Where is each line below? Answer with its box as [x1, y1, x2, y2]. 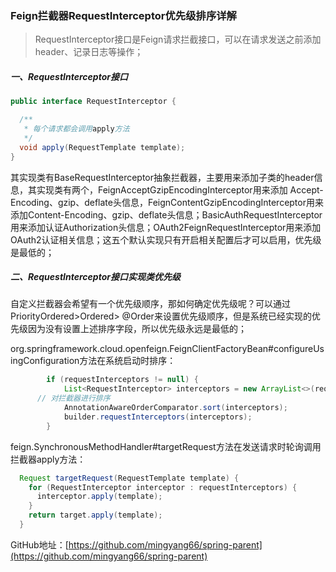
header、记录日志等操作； [34, 46, 144, 58]
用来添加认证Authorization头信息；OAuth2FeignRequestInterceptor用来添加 [10, 221, 322, 233]
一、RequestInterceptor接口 [10, 70, 128, 82]
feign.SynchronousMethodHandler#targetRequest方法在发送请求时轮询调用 [10, 440, 322, 452]
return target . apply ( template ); [28, 510, 163, 521]
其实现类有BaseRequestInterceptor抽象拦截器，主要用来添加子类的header [10, 171, 315, 183]
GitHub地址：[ [10, 538, 69, 551]
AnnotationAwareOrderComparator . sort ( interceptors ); [63, 403, 288, 413]
